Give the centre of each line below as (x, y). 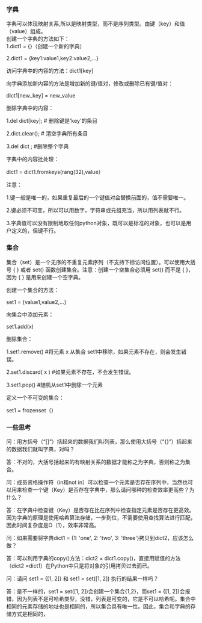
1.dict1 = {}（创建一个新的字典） (46, 46)
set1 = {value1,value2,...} (36, 302)
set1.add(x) (20, 326)
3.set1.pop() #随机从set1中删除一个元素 (55, 385)
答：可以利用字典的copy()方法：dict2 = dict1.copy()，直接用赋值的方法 (94, 558)
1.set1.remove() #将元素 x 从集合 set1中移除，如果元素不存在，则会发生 (94, 352)
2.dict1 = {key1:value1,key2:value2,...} (53, 58)
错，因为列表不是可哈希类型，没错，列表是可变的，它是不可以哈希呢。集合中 (101, 599)
